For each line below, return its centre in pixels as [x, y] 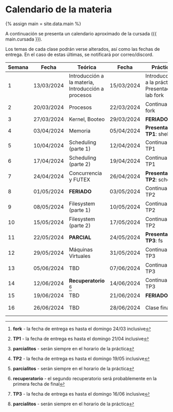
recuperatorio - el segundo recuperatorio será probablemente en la [85, 379]
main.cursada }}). [24, 39]
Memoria [80, 131]
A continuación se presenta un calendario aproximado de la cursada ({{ [81, 33]
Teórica [87, 67]
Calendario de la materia [59, 10]
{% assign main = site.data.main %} [43, 24]
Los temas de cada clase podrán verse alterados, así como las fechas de [83, 49]
